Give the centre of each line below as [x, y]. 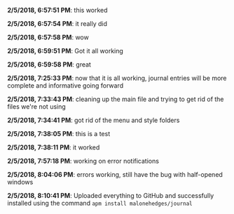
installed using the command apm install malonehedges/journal [100, 203]
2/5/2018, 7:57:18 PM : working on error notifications [83, 161]
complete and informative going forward [66, 86]
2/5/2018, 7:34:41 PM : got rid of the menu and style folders [94, 120]
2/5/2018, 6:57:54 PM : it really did [57, 24]
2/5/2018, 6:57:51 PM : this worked [57, 10]
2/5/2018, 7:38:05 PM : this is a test [59, 134]
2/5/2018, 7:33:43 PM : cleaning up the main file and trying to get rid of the [116, 99]
